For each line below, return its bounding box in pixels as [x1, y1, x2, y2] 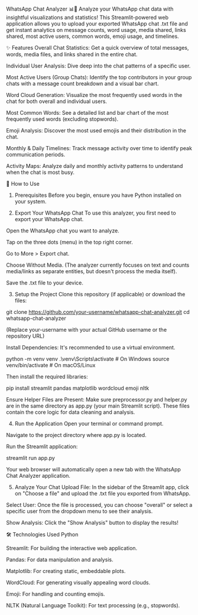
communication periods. [6, 151, 66, 158]
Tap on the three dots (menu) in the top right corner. [6, 239, 133, 245]
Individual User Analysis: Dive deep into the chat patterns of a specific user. [6, 62, 191, 69]
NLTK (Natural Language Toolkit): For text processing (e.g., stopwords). [6, 602, 180, 608]
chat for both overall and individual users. [6, 98, 108, 105]
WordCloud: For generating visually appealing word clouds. [6, 579, 151, 586]
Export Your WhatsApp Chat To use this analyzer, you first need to [14, 209, 176, 216]
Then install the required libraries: [6, 373, 88, 380]
